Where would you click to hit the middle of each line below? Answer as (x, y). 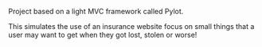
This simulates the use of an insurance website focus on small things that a (131, 26)
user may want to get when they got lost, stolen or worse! (103, 35)
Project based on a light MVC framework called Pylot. (96, 11)
